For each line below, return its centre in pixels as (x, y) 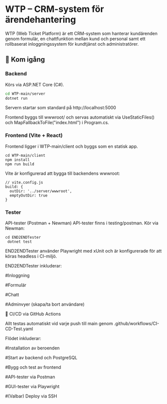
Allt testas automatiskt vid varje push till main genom (59, 323)
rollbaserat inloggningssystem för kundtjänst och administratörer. (72, 44)
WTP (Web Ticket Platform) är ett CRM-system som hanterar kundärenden (82, 33)
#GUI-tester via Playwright (32, 386)
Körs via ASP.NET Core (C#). (35, 84)
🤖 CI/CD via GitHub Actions (33, 314)
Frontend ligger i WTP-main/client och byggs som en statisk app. (72, 146)
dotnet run (16, 98)
